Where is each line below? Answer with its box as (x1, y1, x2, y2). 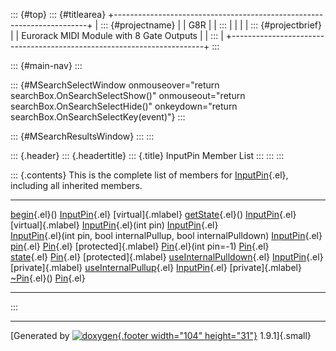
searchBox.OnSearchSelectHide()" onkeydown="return (10, 100, 238, 112)
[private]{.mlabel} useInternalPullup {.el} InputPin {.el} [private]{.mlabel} (10, 262, 302, 273)
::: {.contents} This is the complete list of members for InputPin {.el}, (10, 169, 289, 181)
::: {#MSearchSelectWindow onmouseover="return (10, 79, 220, 91)
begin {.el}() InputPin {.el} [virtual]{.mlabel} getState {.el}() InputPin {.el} (10, 209, 297, 220)
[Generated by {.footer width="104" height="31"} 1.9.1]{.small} (10, 330, 312, 341)
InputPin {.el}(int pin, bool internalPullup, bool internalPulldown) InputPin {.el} (10, 230, 323, 241)
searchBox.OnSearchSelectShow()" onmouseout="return (10, 90, 246, 101)
